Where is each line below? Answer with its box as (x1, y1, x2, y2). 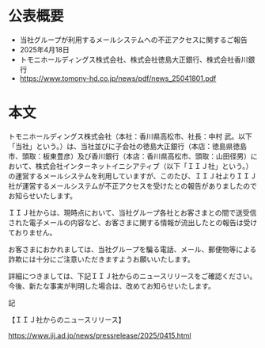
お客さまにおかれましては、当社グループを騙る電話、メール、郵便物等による (8, 244, 257, 254)
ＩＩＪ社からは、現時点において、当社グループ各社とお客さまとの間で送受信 (8, 208, 257, 217)
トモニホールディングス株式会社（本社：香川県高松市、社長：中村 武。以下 (8, 132, 252, 141)
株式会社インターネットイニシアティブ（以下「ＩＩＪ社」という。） (35, 161, 253, 170)
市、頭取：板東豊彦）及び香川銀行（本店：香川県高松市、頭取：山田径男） (8, 151, 251, 161)
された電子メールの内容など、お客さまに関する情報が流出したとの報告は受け (8, 217, 258, 227)
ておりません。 (8, 228, 57, 237)
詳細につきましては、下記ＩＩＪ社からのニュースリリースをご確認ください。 (8, 271, 257, 281)
